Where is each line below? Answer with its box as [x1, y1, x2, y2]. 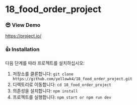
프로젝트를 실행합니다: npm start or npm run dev [12, 94, 112, 100]
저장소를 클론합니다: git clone [12, 71, 74, 77]
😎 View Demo [5, 22, 41, 29]
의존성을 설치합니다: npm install [12, 87, 78, 94]
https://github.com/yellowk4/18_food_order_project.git [12, 76, 132, 81]
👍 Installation [5, 46, 40, 53]
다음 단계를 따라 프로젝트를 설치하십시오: [5, 60, 85, 66]
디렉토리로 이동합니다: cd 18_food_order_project [12, 81, 112, 87]
